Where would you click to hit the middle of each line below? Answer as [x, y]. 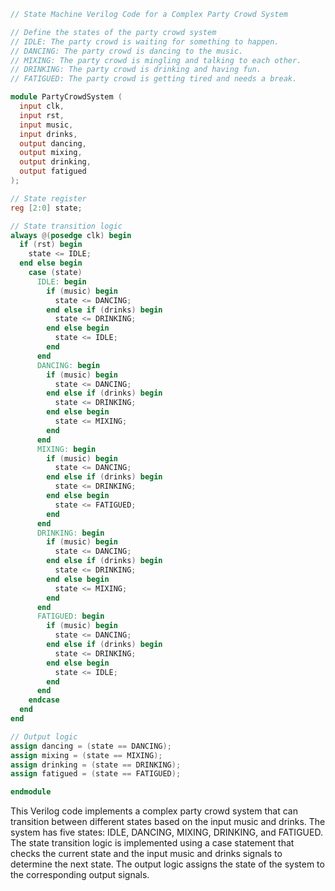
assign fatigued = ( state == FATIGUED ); [96, 774]
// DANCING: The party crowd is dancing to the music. [127, 51]
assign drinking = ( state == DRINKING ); [96, 765]
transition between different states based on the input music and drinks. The [168, 822]
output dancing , [53, 143]
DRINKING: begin [70, 533]
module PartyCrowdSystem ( [66, 97]
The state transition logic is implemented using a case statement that [152, 843]
